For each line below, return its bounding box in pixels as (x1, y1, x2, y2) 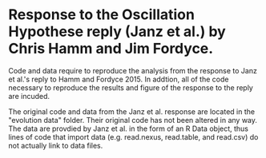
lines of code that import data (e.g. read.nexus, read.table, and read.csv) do (8, 132, 259, 141)
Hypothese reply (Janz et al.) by (8, 22, 226, 41)
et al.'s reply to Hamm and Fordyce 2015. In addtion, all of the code (8, 74, 229, 84)
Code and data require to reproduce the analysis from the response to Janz (8, 65, 258, 75)
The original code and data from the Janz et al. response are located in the (8, 106, 255, 117)
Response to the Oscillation (8, 6, 195, 24)
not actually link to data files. (8, 140, 103, 150)
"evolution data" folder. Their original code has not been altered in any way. (8, 115, 258, 124)
